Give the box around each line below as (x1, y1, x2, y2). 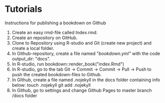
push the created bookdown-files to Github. (11, 71, 102, 77)
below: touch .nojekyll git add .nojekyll (11, 82, 91, 88)
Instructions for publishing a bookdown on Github (4, 20, 107, 26)
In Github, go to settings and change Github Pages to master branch (11, 87, 152, 93)
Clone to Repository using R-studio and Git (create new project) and (11, 40, 152, 46)
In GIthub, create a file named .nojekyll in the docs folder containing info (11, 77, 161, 83)
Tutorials (4, 3, 42, 15)
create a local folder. (11, 45, 54, 51)
